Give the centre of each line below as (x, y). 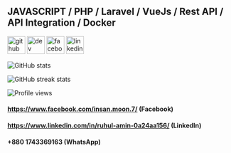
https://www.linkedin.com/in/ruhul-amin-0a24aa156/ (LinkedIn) (104, 125)
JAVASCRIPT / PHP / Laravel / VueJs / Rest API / (116, 12)
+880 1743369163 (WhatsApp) (54, 142)
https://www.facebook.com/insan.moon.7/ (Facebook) (91, 109)
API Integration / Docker (61, 23)
